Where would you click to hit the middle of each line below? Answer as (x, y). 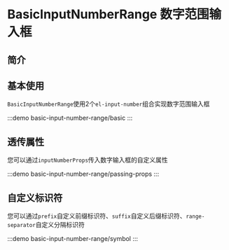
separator (22, 225)
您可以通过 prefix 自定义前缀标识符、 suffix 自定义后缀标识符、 (97, 216)
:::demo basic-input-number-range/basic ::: (70, 118)
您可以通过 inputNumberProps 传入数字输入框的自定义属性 (88, 160)
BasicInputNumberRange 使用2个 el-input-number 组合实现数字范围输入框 (109, 104)
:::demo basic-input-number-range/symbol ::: (73, 239)
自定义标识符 (35, 198)
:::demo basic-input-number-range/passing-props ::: (83, 174)
